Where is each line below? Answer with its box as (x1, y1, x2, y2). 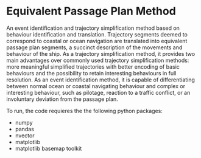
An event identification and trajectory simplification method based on (6, 24, 180, 32)
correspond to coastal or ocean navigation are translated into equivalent (6, 37, 188, 44)
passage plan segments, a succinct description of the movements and (6, 44, 183, 51)
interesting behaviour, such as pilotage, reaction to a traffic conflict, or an (6, 89, 191, 96)
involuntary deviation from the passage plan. (6, 95, 119, 103)
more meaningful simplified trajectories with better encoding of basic (6, 63, 180, 70)
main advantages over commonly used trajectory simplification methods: (6, 57, 189, 64)
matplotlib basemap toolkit (15, 145, 82, 152)
